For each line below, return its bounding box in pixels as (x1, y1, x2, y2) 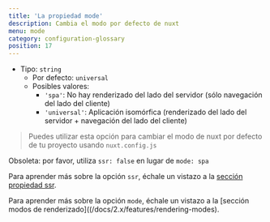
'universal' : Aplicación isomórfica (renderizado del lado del (44, 107, 247, 117)
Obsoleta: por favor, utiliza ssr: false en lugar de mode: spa (8, 156, 209, 166)
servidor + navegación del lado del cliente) (44, 116, 188, 126)
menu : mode (8, 27, 45, 35)
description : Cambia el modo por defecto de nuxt (8, 19, 180, 28)
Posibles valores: (32, 82, 90, 92)
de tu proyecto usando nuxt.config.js (28, 140, 157, 150)
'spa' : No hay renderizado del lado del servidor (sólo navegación (44, 90, 263, 100)
